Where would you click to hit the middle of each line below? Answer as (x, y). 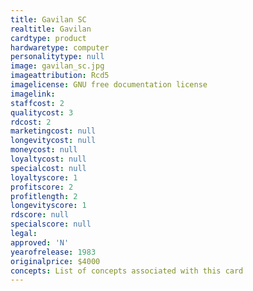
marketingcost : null (53, 131)
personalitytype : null (57, 57)
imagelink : (33, 94)
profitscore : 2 (42, 187)
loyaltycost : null (48, 159)
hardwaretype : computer (60, 47)
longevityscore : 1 (48, 206)
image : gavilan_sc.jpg (57, 66)
